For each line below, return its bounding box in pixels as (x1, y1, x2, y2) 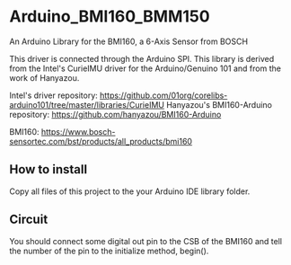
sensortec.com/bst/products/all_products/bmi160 (9, 136, 193, 146)
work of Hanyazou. (9, 72, 80, 83)
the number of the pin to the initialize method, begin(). (9, 245, 209, 256)
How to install (9, 162, 88, 177)
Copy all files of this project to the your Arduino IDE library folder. (9, 186, 251, 197)
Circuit (9, 212, 48, 227)
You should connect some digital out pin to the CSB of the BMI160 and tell (9, 235, 283, 246)
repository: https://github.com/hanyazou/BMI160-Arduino (9, 109, 222, 119)
